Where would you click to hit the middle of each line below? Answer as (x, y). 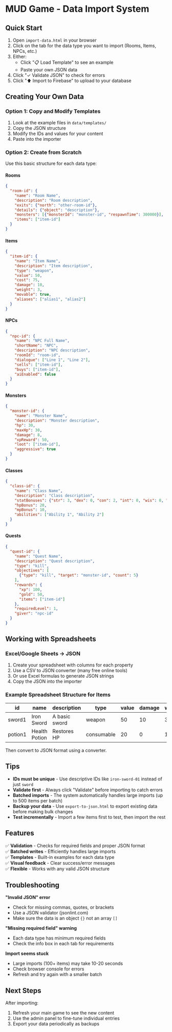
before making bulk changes (43, 811)
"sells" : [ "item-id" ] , (39, 365)
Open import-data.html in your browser (55, 40)
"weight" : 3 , (28, 290)
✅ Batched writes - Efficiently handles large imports (61, 851)
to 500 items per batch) (38, 800)
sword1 (17, 719)
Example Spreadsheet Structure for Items (58, 695)
